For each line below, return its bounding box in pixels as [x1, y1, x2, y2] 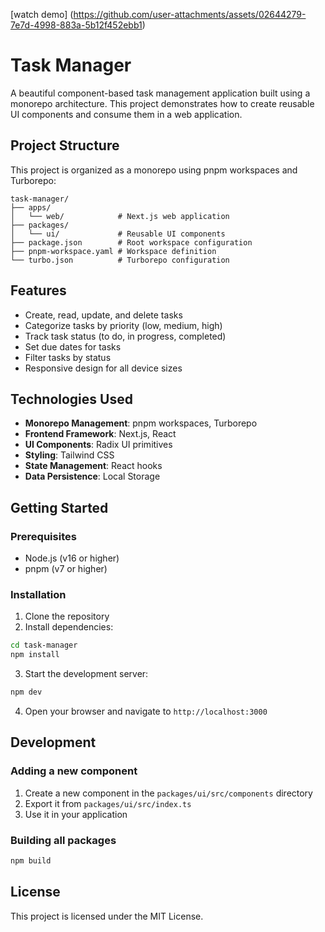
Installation [10, 587, 67, 601]
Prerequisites [10, 529, 77, 543]
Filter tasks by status [24, 351, 112, 363]
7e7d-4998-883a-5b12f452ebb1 [10, 19, 143, 31]
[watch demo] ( [10, 9, 74, 20]
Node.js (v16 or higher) [24, 552, 120, 564]
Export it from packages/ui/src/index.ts [24, 797, 192, 809]
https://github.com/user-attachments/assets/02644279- [73, 9, 307, 20]
